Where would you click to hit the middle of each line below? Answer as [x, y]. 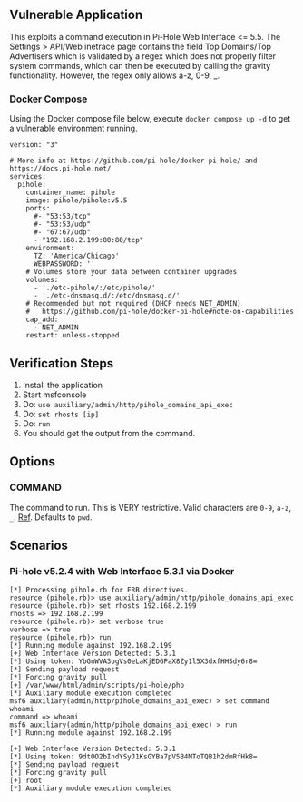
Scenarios [39, 545]
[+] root [26, 781]
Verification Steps [62, 363]
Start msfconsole [54, 395]
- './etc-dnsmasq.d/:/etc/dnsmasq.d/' [107, 296]
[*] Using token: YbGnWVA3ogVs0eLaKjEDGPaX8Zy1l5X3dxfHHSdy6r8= [133, 661]
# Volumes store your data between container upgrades [132, 272]
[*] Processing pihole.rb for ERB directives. [99, 590]
